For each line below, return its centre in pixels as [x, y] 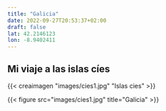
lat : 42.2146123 [31, 34]
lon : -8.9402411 [31, 40]
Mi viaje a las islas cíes [59, 69]
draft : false [27, 27]
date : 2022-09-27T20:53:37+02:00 [57, 21]
